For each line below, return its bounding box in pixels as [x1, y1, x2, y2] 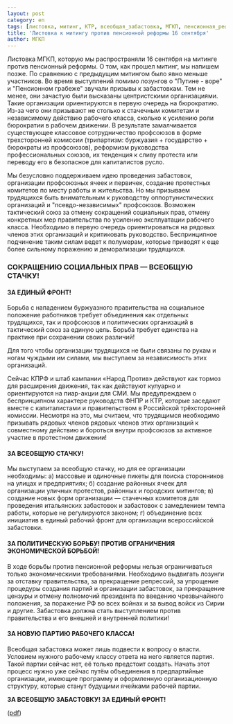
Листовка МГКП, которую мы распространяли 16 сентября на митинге [7, 55, 217, 63]
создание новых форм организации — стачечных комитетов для [7, 494, 199, 502]
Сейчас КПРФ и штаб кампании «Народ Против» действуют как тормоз [7, 375, 221, 383]
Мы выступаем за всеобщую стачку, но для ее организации [7, 465, 186, 473]
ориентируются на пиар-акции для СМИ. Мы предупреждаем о [7, 389, 196, 398]
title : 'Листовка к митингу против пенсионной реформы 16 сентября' [7, 29, 209, 37]
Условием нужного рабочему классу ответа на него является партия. [7, 652, 215, 660]
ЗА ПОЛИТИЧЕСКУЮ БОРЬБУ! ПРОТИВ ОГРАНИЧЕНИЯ [7, 540, 175, 548]
